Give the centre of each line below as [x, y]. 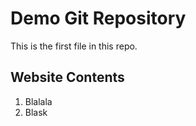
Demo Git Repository [98, 18]
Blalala [38, 101]
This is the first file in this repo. [74, 46]
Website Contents [67, 77]
